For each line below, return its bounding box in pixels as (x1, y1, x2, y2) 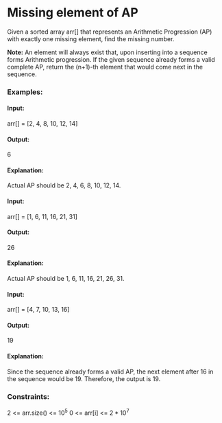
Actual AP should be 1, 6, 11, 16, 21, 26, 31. (7, 275, 125, 283)
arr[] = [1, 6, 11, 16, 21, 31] (7, 212, 77, 220)
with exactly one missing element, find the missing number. (7, 34, 175, 43)
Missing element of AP (7, 5, 138, 21)
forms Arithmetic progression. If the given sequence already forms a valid (7, 55, 216, 63)
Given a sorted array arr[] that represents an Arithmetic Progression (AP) (7, 27, 212, 36)
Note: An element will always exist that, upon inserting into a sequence (7, 48, 208, 56)
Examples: (7, 87, 43, 97)
